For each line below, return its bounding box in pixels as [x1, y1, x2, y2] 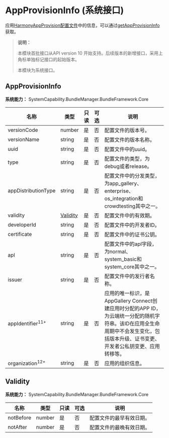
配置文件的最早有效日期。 [90, 414, 150, 421]
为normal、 [104, 248, 131, 255]
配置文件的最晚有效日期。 [90, 424, 150, 431]
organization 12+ [8, 359, 46, 367]
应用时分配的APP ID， [109, 305, 161, 312]
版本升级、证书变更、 [109, 335, 160, 342]
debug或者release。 [104, 163, 152, 170]
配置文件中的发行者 [104, 272, 150, 279]
